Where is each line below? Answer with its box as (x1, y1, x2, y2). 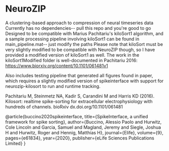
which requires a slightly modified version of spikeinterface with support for (5, 78, 164, 84)
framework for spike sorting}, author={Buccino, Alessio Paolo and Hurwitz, (5, 119, 162, 125)
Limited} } (5, 140, 26, 146)
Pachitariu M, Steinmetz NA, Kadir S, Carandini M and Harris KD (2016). (5, 93, 155, 99)
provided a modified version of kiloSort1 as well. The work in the (5, 52, 140, 58)
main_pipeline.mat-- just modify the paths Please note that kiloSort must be (5, 41, 163, 47)
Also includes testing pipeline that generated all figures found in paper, (5, 72, 153, 78)
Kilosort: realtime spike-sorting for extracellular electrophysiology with (5, 98, 153, 104)
